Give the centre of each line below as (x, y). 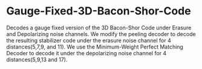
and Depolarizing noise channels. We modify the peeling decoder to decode (101, 34)
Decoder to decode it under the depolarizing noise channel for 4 (86, 53)
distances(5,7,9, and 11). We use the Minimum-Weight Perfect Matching (95, 47)
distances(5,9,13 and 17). (37, 59)
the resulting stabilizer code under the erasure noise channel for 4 (89, 40)
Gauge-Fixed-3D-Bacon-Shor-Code (99, 11)
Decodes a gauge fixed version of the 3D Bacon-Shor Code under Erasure (99, 28)
